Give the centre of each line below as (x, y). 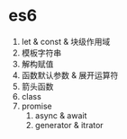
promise (37, 106)
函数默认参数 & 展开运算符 (70, 75)
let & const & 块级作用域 (66, 41)
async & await (61, 115)
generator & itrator (69, 125)
